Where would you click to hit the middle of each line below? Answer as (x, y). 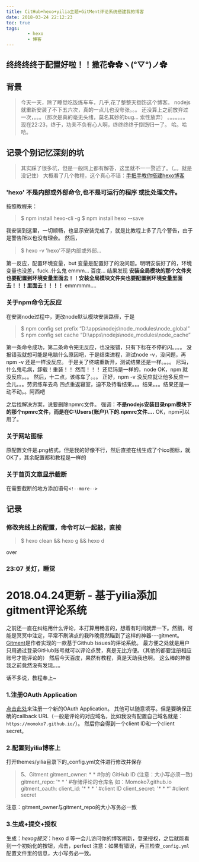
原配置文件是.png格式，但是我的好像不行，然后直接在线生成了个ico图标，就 (98, 450)
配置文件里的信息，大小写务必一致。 (50, 853)
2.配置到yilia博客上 (33, 748)
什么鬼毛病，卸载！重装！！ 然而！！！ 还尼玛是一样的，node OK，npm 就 (97, 369)
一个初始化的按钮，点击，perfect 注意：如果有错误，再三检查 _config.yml (100, 845)
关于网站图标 (25, 436)
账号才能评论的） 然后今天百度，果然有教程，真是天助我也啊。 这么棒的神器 (98, 657)
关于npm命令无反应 (34, 303)
